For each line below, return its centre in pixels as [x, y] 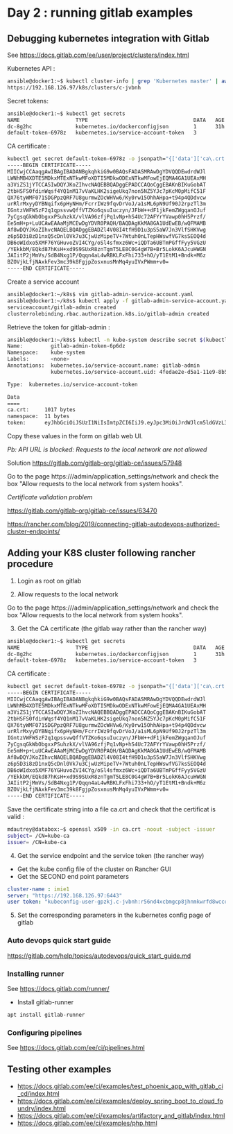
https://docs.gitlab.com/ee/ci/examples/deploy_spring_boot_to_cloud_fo [120, 1101]
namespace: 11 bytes [38, 416]
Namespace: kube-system [46, 353]
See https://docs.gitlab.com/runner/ [58, 988]
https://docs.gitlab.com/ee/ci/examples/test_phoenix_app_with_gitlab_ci [120, 1086]
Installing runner [36, 974]
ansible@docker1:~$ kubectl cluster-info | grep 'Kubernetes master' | [113, 81]
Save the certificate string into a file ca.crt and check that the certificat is [112, 809]
